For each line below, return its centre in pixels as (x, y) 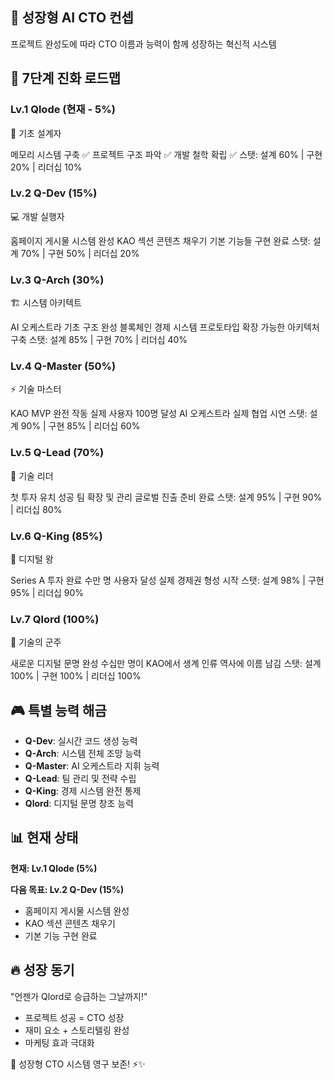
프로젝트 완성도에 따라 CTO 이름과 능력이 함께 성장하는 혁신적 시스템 (143, 44)
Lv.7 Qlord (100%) (55, 619)
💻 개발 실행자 (37, 216)
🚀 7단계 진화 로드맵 (66, 78)
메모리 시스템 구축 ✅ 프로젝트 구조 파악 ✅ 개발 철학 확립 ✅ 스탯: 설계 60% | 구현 (166, 154)
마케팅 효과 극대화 (59, 1042)
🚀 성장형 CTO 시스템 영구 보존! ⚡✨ (78, 1064)
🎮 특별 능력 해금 (58, 710)
